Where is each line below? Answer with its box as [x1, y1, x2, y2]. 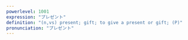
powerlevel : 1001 [6, 8, 50, 15]
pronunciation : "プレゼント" [6, 25, 75, 31]
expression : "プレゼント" [6, 14, 66, 20]
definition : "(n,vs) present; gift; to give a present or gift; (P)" [6, 19, 183, 25]
